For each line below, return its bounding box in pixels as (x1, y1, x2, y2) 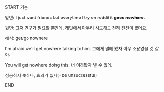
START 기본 (5, 4, 28, 10)
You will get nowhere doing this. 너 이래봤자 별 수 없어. (5, 62, 113, 68)
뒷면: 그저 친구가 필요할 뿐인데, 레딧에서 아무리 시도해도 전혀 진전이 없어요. (5, 25, 148, 31)
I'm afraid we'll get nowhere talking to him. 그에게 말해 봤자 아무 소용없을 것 (5, 46, 154, 51)
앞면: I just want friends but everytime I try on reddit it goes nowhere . (5, 15, 145, 20)
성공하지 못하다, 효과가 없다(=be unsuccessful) (5, 73, 97, 78)
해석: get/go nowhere (5, 36, 48, 41)
